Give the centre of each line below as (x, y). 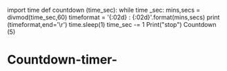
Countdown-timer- (62, 60)
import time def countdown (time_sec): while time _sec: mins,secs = (104, 10)
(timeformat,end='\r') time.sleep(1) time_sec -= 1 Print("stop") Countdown (112, 24)
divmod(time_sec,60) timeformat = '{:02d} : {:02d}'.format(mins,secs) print (113, 17)
